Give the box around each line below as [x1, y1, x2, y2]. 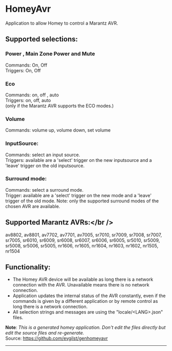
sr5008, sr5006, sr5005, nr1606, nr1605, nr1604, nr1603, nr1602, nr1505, [5, 242, 159, 249]
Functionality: [5, 263, 51, 272]
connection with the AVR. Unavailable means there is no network [12, 282, 149, 288]
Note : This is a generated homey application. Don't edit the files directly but [5, 324, 166, 331]
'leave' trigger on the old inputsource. [5, 162, 85, 169]
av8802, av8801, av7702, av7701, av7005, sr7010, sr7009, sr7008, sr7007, [5, 232, 162, 238]
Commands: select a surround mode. [5, 187, 83, 193]
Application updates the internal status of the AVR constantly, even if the [12, 293, 166, 299]
